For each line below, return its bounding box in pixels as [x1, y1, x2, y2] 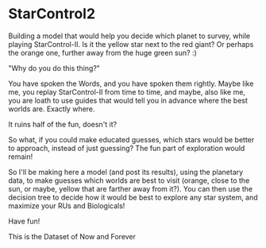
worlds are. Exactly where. [8, 104, 95, 114]
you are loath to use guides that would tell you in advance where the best [8, 95, 249, 105]
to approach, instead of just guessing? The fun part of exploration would [8, 143, 245, 153]
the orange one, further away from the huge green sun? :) [8, 48, 197, 57]
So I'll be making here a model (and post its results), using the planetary [8, 167, 244, 176]
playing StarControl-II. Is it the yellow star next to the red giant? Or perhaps [8, 39, 254, 48]
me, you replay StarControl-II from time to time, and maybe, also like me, [8, 87, 246, 96]
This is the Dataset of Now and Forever [8, 231, 137, 241]
